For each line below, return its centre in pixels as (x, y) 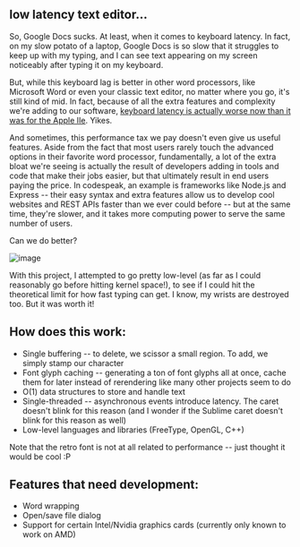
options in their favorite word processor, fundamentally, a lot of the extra (143, 157)
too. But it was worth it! (52, 303)
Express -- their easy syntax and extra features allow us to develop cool (142, 194)
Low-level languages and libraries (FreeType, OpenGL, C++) (133, 430)
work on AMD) (49, 534)
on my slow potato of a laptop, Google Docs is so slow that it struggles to (144, 46)
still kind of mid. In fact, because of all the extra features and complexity (142, 101)
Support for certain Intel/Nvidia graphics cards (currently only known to (154, 525)
